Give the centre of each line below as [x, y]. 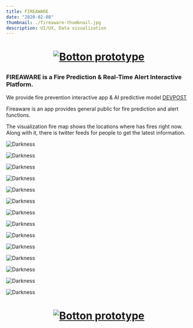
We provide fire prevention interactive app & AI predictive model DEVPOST [96, 97]
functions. [18, 115]
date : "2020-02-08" [30, 17]
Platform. [20, 85]
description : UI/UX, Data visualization [56, 28]
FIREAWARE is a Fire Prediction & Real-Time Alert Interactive [94, 77]
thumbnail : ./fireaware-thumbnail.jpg [54, 22]
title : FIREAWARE [27, 11]
